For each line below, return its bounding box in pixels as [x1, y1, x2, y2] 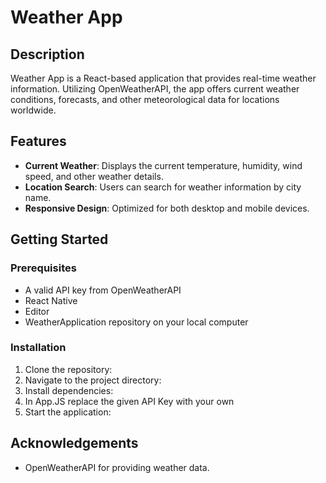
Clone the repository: [24, 363, 113, 375]
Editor [24, 305, 50, 317]
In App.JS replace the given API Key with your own [24, 395, 235, 407]
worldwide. [10, 104, 57, 116]
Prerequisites [10, 261, 77, 275]
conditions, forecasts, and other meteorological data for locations [10, 94, 280, 105]
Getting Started [10, 231, 109, 248]
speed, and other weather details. [24, 170, 164, 182]
